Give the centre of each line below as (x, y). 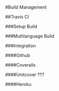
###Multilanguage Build (30, 36)
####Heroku (18, 84)
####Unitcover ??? (25, 75)
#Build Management (26, 7)
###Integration (20, 46)
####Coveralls (20, 65)
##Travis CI (17, 17)
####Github (18, 55)
